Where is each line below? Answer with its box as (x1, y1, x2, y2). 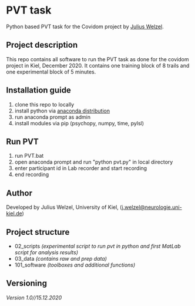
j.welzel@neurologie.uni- (122, 204, 182, 211)
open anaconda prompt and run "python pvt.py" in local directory (14, 158, 173, 165)
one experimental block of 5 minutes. (6, 68, 96, 75)
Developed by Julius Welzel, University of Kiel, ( (6, 204, 122, 211)
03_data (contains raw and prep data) (14, 255, 107, 262)
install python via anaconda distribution (14, 107, 110, 114)
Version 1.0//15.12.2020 (6, 294, 62, 301)
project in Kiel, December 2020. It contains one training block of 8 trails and (6, 62, 190, 69)
